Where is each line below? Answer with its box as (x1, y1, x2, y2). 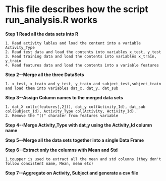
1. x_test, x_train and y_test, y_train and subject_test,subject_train (5, 81, 161, 86)
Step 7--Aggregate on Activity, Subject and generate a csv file (5, 170, 139, 176)
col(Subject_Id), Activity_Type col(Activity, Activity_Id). (5, 108, 137, 114)
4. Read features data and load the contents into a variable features (5, 63, 159, 68)
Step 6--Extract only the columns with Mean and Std (5, 147, 118, 153)
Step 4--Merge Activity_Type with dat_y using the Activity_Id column (5, 122, 152, 128)
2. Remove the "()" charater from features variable (5, 113, 119, 118)
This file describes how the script (5, 4, 149, 15)
